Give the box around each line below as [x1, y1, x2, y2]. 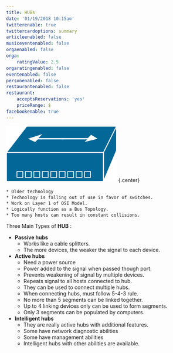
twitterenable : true [6, 22, 57, 28]
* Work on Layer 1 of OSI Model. [6, 200, 88, 206]
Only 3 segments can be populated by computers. [23, 308, 145, 315]
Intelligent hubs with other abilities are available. [23, 339, 140, 347]
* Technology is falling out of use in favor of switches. [6, 194, 154, 200]
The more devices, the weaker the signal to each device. [23, 246, 160, 253]
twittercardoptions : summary [6, 28, 77, 34]
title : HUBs [6, 9, 35, 15]
